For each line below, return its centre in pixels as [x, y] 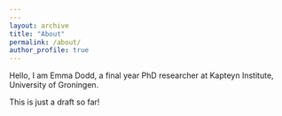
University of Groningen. [54, 85]
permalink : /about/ [45, 42]
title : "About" [37, 34]
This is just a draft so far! [55, 102]
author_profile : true [49, 50]
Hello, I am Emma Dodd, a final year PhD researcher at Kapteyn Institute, [141, 75]
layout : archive [39, 26]
